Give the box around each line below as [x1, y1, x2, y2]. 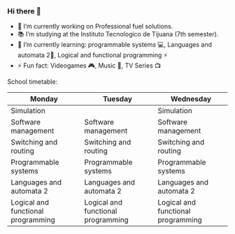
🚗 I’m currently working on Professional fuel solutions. [17, 22, 173, 31]
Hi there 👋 [7, 6, 42, 16]
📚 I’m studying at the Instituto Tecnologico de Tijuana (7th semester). [17, 30, 219, 38]
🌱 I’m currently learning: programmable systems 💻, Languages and [17, 41, 212, 49]
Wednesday [170, 94, 212, 104]
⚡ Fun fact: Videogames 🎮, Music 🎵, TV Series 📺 [17, 61, 161, 70]
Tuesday [102, 94, 133, 104]
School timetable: [7, 78, 58, 86]
